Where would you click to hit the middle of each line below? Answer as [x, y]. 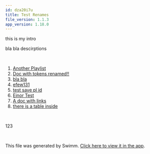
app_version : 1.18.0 [27, 24]
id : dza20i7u [19, 10]
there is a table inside [35, 106]
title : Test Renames [27, 15]
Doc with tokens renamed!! [41, 74]
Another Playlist [29, 68]
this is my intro [21, 39]
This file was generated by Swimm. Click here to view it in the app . [75, 146]
